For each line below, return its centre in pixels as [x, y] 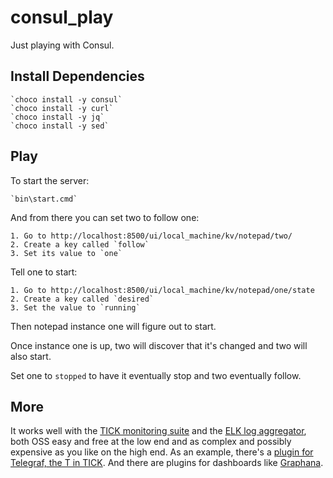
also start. [31, 356]
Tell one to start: [44, 272]
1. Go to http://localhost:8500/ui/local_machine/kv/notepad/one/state [162, 290]
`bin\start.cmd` [44, 199]
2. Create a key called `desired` [82, 299]
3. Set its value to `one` [66, 253]
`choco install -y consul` [66, 99]
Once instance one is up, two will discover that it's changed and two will [159, 345]
